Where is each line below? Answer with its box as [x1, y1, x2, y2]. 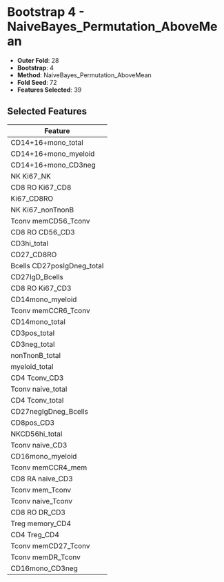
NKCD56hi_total [10, 429, 63, 439]
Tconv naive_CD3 [10, 440, 68, 450]
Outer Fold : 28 [17, 56, 59, 64]
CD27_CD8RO [10, 250, 57, 259]
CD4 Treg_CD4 [10, 530, 60, 539]
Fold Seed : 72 [17, 78, 57, 86]
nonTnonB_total [10, 350, 61, 360]
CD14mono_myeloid [10, 294, 77, 304]
